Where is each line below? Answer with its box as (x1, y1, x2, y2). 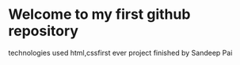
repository (8, 22, 79, 40)
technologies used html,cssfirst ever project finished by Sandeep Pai (8, 48, 233, 57)
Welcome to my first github (8, 5, 191, 23)
